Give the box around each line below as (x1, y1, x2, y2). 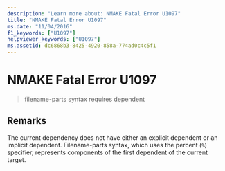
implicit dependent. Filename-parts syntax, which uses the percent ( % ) (7, 141, 208, 149)
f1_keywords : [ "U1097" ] (7, 29, 76, 37)
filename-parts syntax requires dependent (24, 95, 145, 103)
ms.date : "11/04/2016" (7, 23, 73, 30)
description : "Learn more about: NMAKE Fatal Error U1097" (7, 10, 181, 17)
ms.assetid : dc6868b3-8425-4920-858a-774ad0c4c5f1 (7, 42, 156, 49)
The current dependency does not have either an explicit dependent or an (7, 133, 218, 142)
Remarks (7, 115, 47, 127)
